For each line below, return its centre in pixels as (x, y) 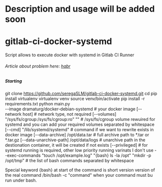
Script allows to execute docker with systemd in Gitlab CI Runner (70, 55)
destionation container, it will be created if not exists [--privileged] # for (76, 145)
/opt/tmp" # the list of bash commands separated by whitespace (70, 160)
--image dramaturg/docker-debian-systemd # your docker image (70, 109)
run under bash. (21, 180)
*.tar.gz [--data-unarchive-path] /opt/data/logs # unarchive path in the (75, 140)
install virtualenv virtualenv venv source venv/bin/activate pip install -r (75, 99)
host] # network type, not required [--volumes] (69, 114)
